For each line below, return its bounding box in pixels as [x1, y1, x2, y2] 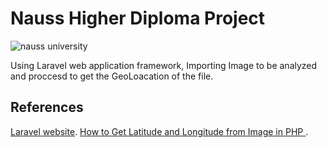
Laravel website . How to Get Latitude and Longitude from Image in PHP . [10, 125, 309, 137]
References [10, 99, 84, 116]
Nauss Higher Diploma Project [10, 7, 266, 30]
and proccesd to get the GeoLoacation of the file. [10, 70, 214, 82]
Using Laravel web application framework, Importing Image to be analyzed [10, 59, 318, 71]
